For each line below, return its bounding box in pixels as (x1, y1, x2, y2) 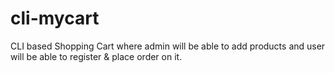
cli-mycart (10, 7, 100, 30)
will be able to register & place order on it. (10, 50, 183, 62)
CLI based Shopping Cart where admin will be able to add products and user (10, 40, 326, 52)
